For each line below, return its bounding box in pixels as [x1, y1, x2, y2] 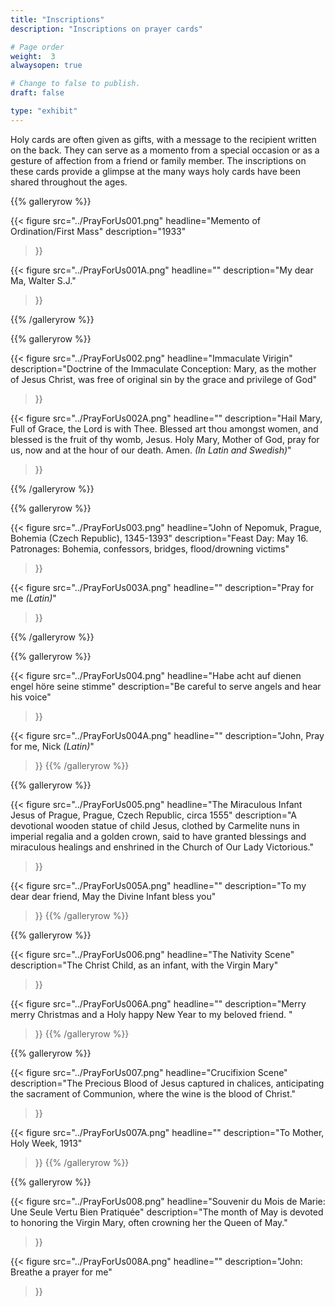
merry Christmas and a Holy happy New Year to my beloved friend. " [10, 1008, 293, 1020]
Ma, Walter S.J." [10, 274, 77, 286]
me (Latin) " [10, 592, 57, 604]
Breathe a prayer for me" [10, 1266, 113, 1278]
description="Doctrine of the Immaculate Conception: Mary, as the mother [10, 362, 317, 375]
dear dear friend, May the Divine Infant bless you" [10, 890, 217, 902]
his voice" [10, 691, 52, 703]
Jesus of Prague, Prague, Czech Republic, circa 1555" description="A [10, 809, 297, 821]
